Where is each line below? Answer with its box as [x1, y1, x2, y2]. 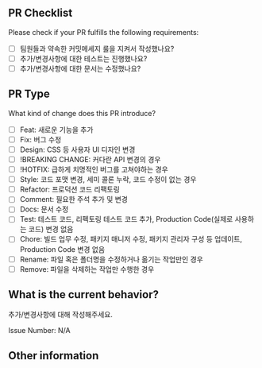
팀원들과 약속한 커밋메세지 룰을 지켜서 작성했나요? [19, 44, 175, 53]
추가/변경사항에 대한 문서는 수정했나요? [19, 64, 141, 73]
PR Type [8, 87, 50, 101]
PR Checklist [8, 6, 73, 20]
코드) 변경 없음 [28, 224, 74, 234]
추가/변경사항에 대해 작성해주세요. [8, 310, 114, 320]
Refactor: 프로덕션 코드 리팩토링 [19, 184, 121, 194]
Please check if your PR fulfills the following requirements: [8, 27, 199, 37]
